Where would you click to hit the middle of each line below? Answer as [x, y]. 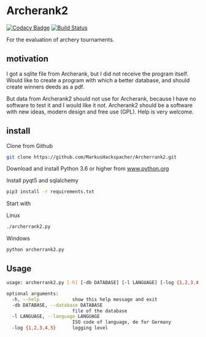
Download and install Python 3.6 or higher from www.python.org [88, 169]
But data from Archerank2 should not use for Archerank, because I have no [101, 98]
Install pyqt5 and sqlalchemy [42, 180]
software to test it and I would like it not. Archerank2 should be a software [100, 105]
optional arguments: [33, 293]
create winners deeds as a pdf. [45, 87]
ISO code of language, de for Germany [122, 322]
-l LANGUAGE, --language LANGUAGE [56, 317]
